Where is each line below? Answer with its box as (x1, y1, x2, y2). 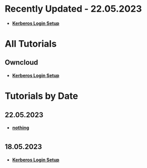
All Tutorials (5, 38, 57, 49)
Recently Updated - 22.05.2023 (5, 3, 142, 15)
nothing (12, 125, 30, 131)
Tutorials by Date (5, 90, 78, 102)
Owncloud (5, 58, 39, 67)
